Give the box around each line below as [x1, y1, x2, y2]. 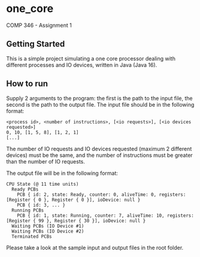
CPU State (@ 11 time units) [6, 181, 79, 187]
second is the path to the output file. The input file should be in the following [6, 101, 195, 108]
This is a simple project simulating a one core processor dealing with [6, 55, 175, 62]
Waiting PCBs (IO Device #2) [11, 228, 84, 234]
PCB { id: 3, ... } [17, 202, 66, 208]
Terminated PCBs [11, 233, 52, 240]
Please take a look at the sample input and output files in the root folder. [6, 244, 184, 251]
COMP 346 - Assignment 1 [6, 22, 72, 29]
